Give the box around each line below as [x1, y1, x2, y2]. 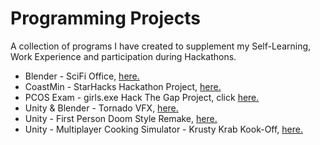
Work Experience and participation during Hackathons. [10, 50, 237, 62]
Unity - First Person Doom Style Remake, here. [24, 112, 218, 124]
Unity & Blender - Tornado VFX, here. [24, 102, 179, 114]
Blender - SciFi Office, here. [24, 70, 140, 82]
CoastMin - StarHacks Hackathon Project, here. [24, 80, 222, 92]
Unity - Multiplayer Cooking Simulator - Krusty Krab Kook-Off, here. [24, 123, 304, 135]
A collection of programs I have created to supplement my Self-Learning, [10, 40, 312, 52]
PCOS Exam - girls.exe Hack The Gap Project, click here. [24, 91, 260, 103]
